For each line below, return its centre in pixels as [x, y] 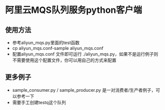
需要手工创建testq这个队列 [39, 102]
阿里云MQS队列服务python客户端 [74, 10]
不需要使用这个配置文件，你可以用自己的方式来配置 [64, 60]
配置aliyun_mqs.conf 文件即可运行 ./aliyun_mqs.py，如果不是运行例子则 [85, 54]
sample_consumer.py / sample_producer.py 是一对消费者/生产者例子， [84, 90]
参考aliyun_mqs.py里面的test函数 [46, 43]
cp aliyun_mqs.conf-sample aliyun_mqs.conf [58, 48]
